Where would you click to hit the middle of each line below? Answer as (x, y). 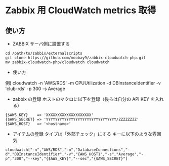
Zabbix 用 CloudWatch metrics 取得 (81, 10)
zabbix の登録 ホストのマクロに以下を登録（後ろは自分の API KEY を (84, 99)
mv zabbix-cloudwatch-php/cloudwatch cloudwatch (57, 62)
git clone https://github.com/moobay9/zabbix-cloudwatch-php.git (75, 58)
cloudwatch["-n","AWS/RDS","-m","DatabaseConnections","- (68, 150)
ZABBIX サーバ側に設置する (41, 44)
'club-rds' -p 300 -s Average (35, 89)
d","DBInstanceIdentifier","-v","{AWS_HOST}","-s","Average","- (74, 154)
